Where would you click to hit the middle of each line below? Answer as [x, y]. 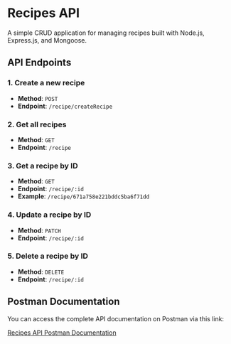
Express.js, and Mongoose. [47, 40]
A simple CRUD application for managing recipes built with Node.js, [106, 33]
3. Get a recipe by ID [43, 166]
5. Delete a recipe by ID [48, 256]
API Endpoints [39, 63]
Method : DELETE [41, 272]
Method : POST [38, 98]
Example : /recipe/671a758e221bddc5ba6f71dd [84, 196]
